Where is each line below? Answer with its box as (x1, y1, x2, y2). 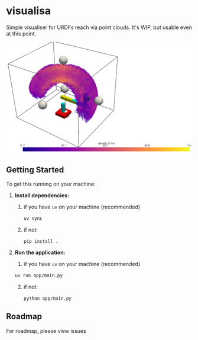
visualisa (6, 4, 51, 18)
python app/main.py (23, 295, 72, 301)
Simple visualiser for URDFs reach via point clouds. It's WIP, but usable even (6, 24, 192, 31)
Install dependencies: (14, 191, 70, 199)
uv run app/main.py (14, 272, 63, 278)
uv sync (23, 215, 43, 222)
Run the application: (14, 249, 66, 256)
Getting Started (6, 165, 64, 175)
